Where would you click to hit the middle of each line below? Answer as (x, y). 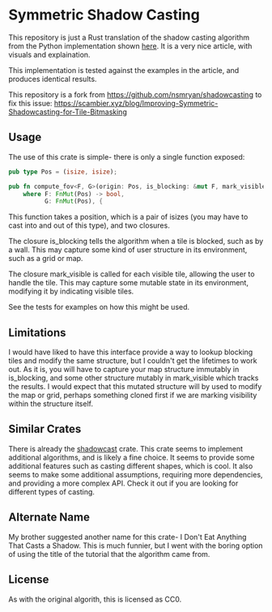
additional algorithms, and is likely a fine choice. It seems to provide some (132, 457)
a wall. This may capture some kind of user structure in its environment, (128, 250)
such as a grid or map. (46, 259)
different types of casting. (52, 491)
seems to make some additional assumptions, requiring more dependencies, (136, 474)
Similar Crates (45, 429)
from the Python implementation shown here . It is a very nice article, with (130, 45)
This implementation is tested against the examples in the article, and (124, 70)
